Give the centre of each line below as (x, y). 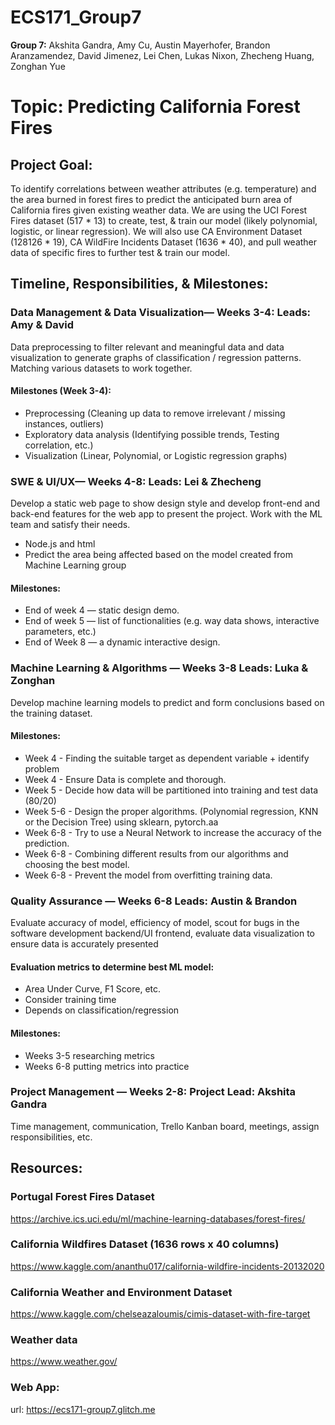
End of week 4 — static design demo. (102, 610)
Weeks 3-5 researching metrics (89, 1055)
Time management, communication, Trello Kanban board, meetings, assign (165, 1126)
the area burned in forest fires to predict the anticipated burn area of (151, 199)
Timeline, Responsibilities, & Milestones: (139, 284)
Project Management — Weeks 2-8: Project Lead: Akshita (153, 1092)
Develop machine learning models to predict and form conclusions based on (167, 702)
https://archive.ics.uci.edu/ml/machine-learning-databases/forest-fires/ (158, 1218)
